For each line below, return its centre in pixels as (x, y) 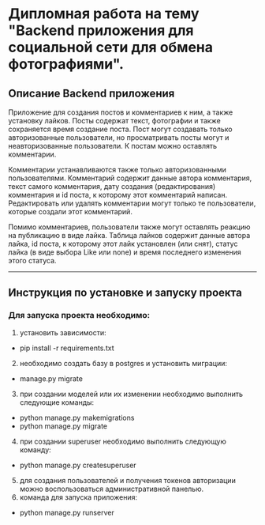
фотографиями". (66, 64)
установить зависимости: (63, 332)
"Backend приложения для (101, 30)
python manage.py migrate (63, 426)
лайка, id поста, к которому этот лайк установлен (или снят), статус (123, 244)
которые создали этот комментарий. (70, 212)
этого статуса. (32, 261)
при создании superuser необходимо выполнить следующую (123, 441)
